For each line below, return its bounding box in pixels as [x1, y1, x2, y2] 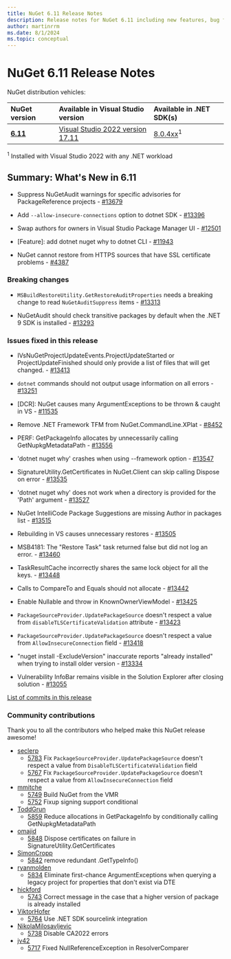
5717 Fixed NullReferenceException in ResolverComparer [27, 944, 189, 952]
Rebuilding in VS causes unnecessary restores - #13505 [16, 530, 177, 538]
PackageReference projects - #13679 [16, 197, 123, 206]
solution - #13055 [16, 680, 67, 688]
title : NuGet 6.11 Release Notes [7, 10, 103, 17]
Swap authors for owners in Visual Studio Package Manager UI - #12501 [16, 224, 221, 232]
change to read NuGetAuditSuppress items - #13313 [16, 298, 161, 306]
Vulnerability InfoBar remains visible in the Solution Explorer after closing [16, 673, 223, 681]
